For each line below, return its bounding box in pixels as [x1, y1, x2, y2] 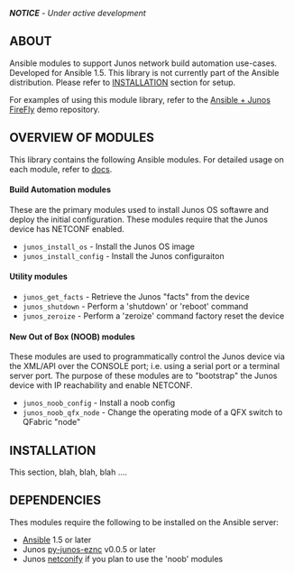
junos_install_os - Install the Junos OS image [22, 241, 196, 252]
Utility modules [9, 271, 68, 282]
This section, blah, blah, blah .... [9, 467, 128, 477]
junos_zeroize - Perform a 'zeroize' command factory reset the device [22, 310, 285, 321]
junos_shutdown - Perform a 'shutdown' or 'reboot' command [22, 301, 249, 312]
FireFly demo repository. [9, 104, 101, 115]
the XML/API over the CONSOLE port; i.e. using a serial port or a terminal [9, 361, 280, 372]
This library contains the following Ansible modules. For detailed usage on [9, 153, 284, 165]
